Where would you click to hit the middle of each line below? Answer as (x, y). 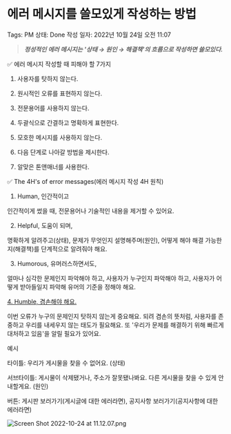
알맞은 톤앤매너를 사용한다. (53, 167)
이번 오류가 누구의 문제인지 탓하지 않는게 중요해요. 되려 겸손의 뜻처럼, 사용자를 (112, 316)
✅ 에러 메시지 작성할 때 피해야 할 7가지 (59, 64)
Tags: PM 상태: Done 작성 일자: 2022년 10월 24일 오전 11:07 (89, 35)
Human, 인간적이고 (43, 196)
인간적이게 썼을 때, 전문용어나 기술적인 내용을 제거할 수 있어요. (91, 211)
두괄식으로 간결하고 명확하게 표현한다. (68, 122)
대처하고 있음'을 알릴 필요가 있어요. (54, 333)
